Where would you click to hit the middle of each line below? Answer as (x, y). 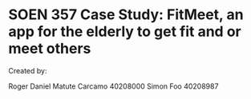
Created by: (28, 70)
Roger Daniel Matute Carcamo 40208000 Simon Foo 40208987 (113, 86)
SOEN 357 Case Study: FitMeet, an (126, 15)
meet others (50, 49)
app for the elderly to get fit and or (125, 32)
